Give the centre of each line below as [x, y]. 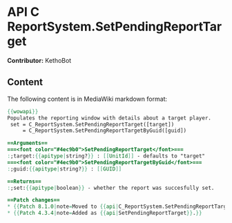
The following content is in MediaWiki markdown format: [87, 99]
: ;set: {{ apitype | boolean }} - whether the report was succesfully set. [111, 188]
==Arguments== [28, 143]
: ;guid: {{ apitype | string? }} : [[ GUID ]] [65, 169]
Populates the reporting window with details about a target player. [109, 118]
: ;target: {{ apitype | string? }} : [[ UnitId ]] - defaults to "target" [106, 156]
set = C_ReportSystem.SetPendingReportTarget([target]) [92, 124]
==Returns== [24, 181]
